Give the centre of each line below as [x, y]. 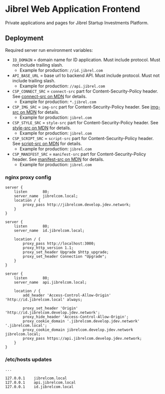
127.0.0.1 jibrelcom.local [36, 378]
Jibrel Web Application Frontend [73, 9]
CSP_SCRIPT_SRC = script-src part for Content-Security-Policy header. [83, 138]
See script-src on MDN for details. [47, 143]
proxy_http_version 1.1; [48, 248]
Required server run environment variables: [49, 50]
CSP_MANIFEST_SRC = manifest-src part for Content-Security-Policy [79, 154]
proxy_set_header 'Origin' [50, 308]
